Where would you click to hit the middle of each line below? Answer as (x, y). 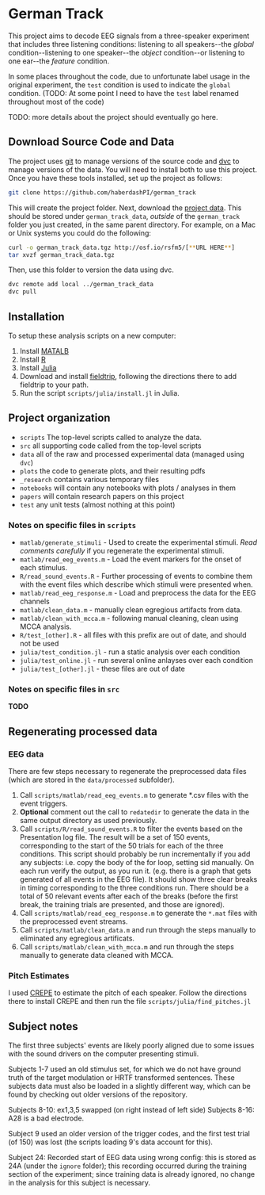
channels (34, 601)
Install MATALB (44, 350)
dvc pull (23, 292)
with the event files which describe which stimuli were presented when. (136, 584)
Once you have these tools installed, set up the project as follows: (115, 178)
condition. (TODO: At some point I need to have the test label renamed (124, 93)
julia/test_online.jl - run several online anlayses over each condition (136, 661)
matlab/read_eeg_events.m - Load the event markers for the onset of (131, 559)
